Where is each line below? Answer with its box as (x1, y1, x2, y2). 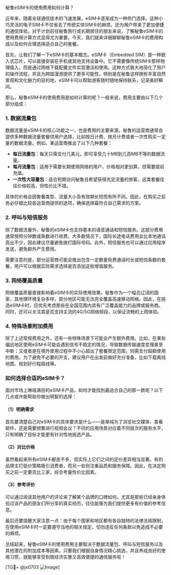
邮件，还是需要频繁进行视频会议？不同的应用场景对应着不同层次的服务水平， (5, 425, 166, 431)
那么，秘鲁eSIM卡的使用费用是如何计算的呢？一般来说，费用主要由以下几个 (5, 94, 163, 101)
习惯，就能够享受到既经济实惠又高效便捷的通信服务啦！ (9, 554, 126, 560)
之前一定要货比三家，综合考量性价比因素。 (9, 469, 99, 475)
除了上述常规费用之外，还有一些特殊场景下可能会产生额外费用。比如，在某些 (5, 335, 166, 341)
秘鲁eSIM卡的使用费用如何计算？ (5, 5, 74, 10)
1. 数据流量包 (5, 114, 37, 121)
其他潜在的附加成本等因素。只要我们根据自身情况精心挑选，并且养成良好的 (5, 547, 161, 554)
